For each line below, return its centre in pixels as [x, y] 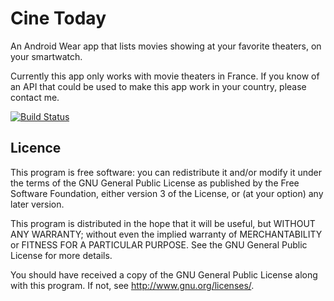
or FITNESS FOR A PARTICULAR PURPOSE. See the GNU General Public [159, 244]
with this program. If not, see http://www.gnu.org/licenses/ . [132, 285]
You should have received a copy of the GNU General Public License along [164, 274]
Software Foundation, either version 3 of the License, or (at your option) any [167, 193]
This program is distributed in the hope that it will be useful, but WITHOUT [163, 223]
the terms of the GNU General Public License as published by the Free [155, 183]
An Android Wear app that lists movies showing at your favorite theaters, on [166, 46]
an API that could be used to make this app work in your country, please [158, 86]
